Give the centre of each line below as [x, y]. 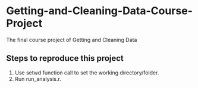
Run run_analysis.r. [38, 79]
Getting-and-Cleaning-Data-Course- [100, 11]
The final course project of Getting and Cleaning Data [72, 40]
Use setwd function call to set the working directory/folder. [87, 73]
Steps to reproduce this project [65, 58]
